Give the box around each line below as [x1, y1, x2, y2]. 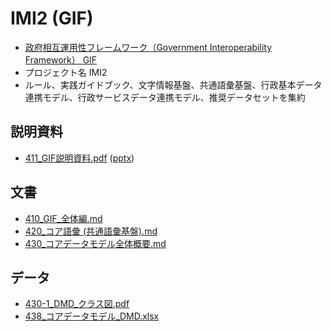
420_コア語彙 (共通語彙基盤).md [24, 225, 158, 237]
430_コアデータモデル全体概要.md [24, 237, 167, 249]
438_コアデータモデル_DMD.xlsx [24, 310, 160, 322]
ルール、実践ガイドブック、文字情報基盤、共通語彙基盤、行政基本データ [24, 78, 323, 91]
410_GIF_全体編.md [24, 212, 103, 224]
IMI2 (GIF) [10, 7, 94, 30]
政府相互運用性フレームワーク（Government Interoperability [24, 41, 273, 53]
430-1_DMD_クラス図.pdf [24, 298, 130, 310]
